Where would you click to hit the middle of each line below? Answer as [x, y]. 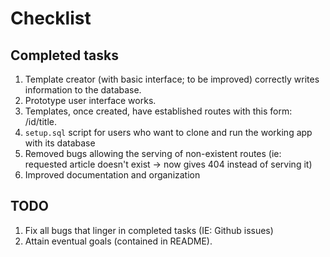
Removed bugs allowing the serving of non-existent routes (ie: [153, 153]
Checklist [51, 18]
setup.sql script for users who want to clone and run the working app [168, 132]
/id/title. [40, 121]
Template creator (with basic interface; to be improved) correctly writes [172, 79]
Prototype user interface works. [90, 100]
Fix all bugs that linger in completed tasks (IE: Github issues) [149, 230]
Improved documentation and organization [112, 175]
